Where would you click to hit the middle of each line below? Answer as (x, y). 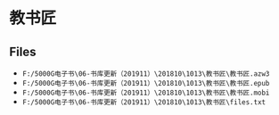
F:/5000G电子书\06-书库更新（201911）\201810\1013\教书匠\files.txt (144, 103)
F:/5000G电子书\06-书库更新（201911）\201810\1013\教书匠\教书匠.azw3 (146, 74)
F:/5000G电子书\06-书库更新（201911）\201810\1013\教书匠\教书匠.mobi (146, 93)
